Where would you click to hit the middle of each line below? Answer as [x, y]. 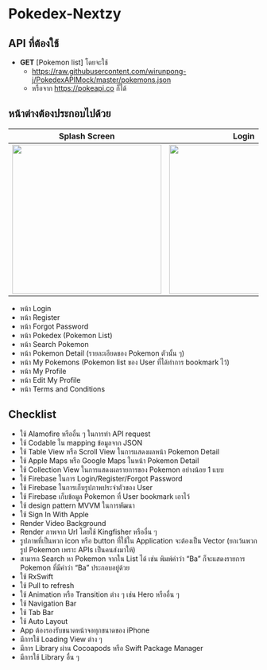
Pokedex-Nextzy [65, 14]
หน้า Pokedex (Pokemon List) [66, 335]
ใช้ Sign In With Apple [54, 514]
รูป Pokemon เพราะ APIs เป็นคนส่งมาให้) [77, 549]
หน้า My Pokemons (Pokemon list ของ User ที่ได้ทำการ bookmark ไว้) [125, 362]
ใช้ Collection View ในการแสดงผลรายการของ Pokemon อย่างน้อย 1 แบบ [122, 469]
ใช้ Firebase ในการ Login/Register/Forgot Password [101, 478]
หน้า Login [35, 308]
